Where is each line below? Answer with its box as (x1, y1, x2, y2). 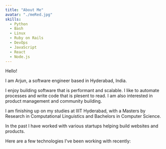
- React (10, 49, 26, 54)
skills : (5, 17, 22, 22)
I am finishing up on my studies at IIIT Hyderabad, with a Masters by (5, 108, 146, 114)
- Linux (10, 31, 26, 36)
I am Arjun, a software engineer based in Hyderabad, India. (5, 78, 127, 84)
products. (5, 128, 25, 134)
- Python (10, 21, 28, 27)
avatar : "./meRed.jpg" (5, 12, 53, 17)
